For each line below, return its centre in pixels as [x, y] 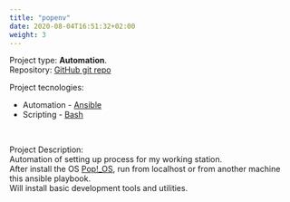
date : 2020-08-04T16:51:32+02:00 [72, 26]
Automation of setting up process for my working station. [116, 159]
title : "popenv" [40, 18]
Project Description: [47, 149]
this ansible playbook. [50, 178]
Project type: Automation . [58, 61]
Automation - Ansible [62, 105]
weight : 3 [28, 34]
